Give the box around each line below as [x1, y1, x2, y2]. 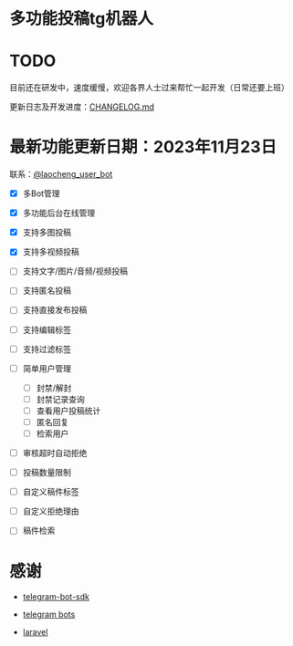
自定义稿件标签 [22, 486, 79, 497]
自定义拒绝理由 [22, 505, 79, 516]
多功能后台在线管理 [22, 207, 96, 219]
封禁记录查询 [36, 393, 85, 404]
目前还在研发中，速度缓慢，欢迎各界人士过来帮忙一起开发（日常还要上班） [9, 82, 289, 93]
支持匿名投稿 [22, 285, 71, 297]
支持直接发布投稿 [22, 305, 88, 316]
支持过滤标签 [22, 343, 71, 354]
